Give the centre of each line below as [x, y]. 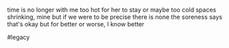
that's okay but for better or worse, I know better [76, 24]
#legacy [19, 37]
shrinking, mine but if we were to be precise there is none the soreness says [115, 17]
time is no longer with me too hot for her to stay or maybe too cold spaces [112, 10]
